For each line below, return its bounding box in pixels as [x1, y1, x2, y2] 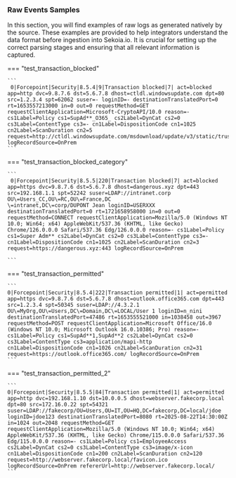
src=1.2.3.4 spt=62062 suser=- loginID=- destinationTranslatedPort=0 [7, 96, 218, 103]
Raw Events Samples [7, 5, 81, 15]
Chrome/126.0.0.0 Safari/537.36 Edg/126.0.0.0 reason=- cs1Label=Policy [7, 227, 225, 234]
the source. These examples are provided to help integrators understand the [7, 28, 228, 36]
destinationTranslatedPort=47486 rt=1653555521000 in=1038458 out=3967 [7, 314, 221, 321]
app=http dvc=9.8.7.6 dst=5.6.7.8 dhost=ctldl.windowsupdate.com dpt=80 [7, 90, 225, 98]
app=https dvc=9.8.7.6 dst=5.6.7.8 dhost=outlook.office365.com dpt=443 [7, 296, 225, 303]
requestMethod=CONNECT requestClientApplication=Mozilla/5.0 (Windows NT [7, 214, 228, 222]
